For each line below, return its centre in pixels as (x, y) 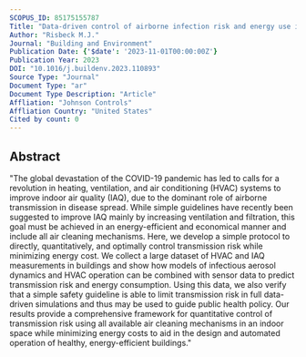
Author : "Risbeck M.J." (55, 35)
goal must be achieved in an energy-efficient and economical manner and (148, 226)
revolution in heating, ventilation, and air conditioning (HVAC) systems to (145, 188)
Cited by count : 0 (44, 119)
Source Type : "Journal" (55, 77)
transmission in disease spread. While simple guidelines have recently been (151, 207)
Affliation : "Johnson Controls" (71, 102)
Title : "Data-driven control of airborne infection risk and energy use (150, 26)
